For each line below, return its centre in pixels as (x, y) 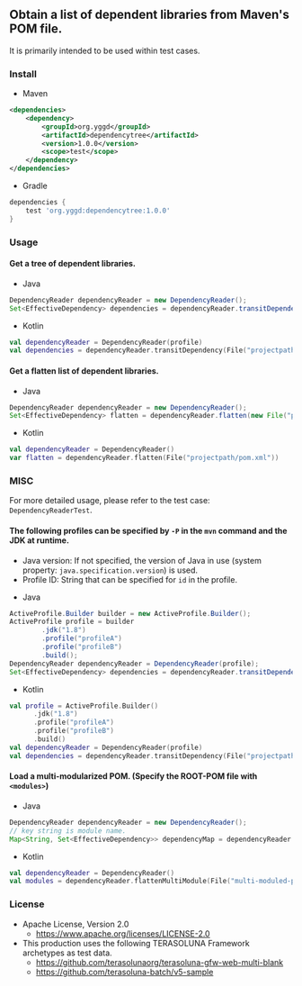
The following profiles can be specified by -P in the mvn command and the (148, 530)
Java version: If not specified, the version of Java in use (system (142, 560)
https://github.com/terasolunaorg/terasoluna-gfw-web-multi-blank (160, 962)
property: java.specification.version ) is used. (110, 570)
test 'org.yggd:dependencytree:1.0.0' (98, 211)
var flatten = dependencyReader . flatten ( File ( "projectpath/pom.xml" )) (144, 458)
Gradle (35, 186)
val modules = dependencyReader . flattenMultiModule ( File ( (120, 882)
